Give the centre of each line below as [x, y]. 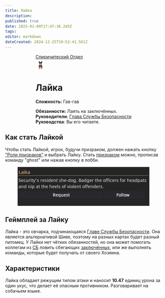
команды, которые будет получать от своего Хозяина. [63, 253]
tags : [11, 32]
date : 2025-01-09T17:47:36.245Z [39, 26]
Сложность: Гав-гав [57, 101]
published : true [22, 21]
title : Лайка [19, 10]
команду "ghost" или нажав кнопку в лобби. [52, 160]
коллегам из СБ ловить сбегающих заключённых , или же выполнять [78, 248]
